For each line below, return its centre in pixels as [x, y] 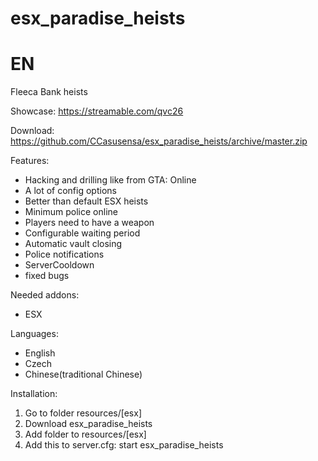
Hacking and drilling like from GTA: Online [110, 180]
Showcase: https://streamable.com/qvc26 [97, 111]
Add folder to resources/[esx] [85, 434]
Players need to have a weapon [89, 223]
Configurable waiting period [82, 233]
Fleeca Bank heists [49, 92]
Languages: [34, 334]
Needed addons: [45, 295]
